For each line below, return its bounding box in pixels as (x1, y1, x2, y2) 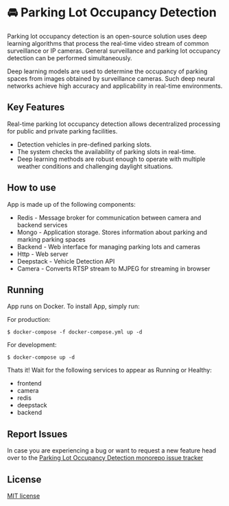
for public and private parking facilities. (7, 127, 118, 135)
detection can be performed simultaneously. (7, 53, 132, 62)
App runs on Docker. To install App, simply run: (7, 302, 140, 311)
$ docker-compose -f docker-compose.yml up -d (7, 329, 143, 336)
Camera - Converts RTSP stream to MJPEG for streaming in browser (16, 264, 210, 273)
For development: (7, 341, 57, 349)
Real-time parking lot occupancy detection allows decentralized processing (7, 120, 221, 128)
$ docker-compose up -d (7, 354, 75, 361)
